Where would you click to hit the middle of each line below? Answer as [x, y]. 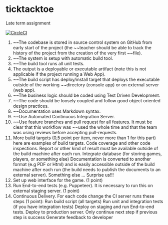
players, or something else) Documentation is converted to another [82, 159]
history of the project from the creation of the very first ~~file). [77, 53]
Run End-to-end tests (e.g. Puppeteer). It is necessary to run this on [83, 185]
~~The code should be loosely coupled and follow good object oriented [86, 100]
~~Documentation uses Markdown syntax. [57, 111]
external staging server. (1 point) [46, 191]
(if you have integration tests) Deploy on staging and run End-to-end [83, 207]
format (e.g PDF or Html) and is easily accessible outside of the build [84, 164]
